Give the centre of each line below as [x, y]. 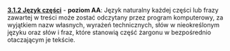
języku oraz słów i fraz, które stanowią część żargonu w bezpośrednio [109, 32]
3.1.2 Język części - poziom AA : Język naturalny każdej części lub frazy [113, 10]
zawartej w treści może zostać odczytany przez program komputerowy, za [115, 17]
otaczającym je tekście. [41, 40]
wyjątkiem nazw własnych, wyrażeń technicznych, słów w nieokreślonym [114, 25]
